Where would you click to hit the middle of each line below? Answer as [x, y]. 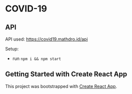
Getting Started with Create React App [66, 74]
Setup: [12, 49]
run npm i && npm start [37, 58]
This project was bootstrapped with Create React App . [61, 86]
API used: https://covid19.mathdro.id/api [47, 39]
